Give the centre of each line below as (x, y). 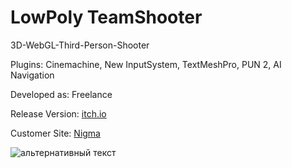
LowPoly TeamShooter (106, 17)
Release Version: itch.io (58, 113)
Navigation (32, 75)
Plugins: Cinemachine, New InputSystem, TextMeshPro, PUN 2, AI (146, 64)
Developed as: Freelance (61, 94)
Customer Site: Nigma (55, 133)
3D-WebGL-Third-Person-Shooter (80, 45)
